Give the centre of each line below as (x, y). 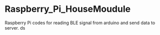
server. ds (15, 28)
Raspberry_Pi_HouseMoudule (68, 9)
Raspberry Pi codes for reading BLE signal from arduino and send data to (80, 23)
